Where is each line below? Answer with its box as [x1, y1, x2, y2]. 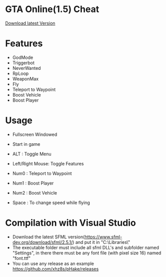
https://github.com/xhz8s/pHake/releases [12, 265, 99, 272]
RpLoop [12, 70, 29, 76]
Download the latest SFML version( [12, 234, 85, 240]
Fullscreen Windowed [12, 131, 57, 137]
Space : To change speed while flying [12, 200, 90, 206]
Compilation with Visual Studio [5, 217, 136, 228]
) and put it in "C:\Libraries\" [72, 239, 130, 245]
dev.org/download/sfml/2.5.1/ [12, 239, 73, 245]
